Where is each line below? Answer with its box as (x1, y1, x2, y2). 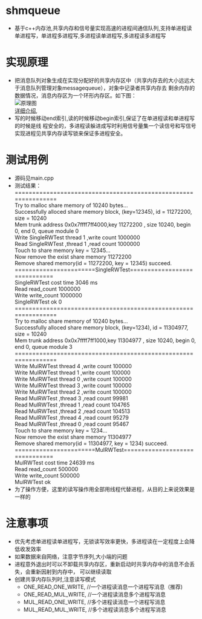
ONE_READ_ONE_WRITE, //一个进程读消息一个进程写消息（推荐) (23, 583, 183, 591)
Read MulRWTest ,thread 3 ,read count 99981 (14, 394, 128, 402)
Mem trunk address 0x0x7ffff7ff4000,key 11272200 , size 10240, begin (14, 220, 191, 228)
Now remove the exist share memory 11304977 (14, 433, 132, 440)
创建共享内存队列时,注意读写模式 (14, 575, 96, 583)
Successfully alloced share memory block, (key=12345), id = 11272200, (14, 208, 192, 215)
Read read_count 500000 (14, 465, 79, 472)
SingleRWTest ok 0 (14, 298, 62, 305)
